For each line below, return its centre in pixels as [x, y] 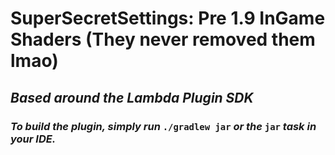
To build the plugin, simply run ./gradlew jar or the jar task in [163, 126]
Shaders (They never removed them [163, 39]
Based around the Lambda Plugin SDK [132, 97]
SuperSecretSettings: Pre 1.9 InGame [168, 18]
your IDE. [33, 139]
